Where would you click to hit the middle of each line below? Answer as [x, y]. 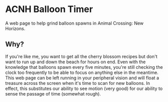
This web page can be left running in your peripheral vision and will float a [82, 78]
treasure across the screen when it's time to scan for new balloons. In [78, 83]
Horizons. [15, 28]
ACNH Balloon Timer [49, 9]
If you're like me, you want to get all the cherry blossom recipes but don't [81, 56]
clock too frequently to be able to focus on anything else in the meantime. [82, 72]
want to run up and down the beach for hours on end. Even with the [75, 62]
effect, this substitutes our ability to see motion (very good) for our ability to [84, 88]
